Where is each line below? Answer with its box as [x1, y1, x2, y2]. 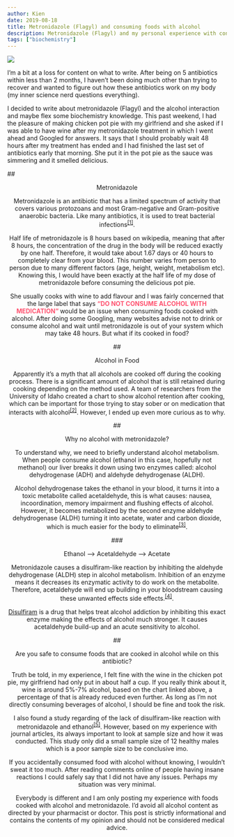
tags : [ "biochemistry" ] [7, 36, 77, 43]
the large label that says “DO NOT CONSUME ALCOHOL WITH [26, 299, 208, 307]
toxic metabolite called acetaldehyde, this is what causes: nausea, [22, 492, 212, 500]
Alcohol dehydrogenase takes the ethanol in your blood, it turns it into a [15, 484, 219, 493]
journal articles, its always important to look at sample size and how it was [10, 729, 224, 738]
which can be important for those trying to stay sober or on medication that [9, 399, 225, 407]
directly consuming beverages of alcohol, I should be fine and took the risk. [8, 700, 226, 708]
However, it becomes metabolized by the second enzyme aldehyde [20, 507, 214, 515]
